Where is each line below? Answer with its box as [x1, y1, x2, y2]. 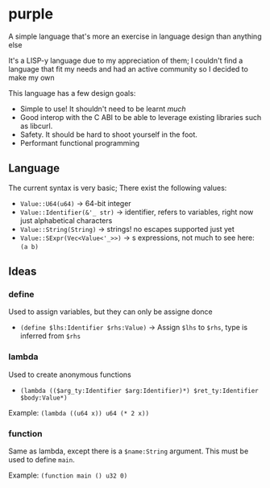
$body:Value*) [19, 394, 68, 402]
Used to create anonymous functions [8, 370, 131, 379]
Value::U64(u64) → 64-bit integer [19, 198, 131, 208]
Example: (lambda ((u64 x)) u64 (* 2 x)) [8, 407, 150, 417]
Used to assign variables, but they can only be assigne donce [8, 307, 214, 316]
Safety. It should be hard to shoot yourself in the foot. [19, 130, 197, 139]
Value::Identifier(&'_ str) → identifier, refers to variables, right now [19, 207, 254, 217]
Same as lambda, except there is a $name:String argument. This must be [8, 446, 249, 456]
